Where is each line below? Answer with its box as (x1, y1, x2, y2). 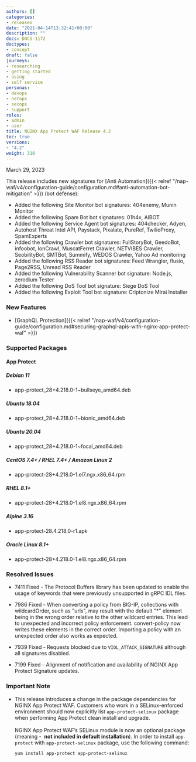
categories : (6, 14, 35, 20)
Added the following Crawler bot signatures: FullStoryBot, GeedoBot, (14, 239, 181, 246)
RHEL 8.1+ (6, 484, 31, 491)
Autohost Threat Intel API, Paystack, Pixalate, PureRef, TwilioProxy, (14, 226, 176, 233)
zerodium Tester (14, 276, 54, 283)
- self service (6, 80, 43, 86)
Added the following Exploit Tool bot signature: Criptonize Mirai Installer (14, 288, 188, 296)
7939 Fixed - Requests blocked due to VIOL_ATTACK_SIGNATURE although (14, 644, 186, 651)
